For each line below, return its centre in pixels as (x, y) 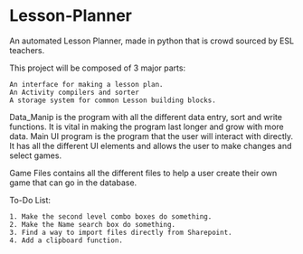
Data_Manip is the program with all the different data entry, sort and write (146, 117)
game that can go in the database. (73, 183)
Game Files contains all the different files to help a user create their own (143, 173)
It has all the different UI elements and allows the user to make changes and (151, 146)
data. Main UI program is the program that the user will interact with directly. (151, 136)
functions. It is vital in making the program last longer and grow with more (147, 127)
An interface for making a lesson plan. (87, 84)
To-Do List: (30, 200)
